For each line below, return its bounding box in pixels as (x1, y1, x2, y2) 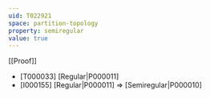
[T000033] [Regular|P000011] (19, 71, 119, 81)
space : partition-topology (8, 19, 99, 27)
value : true (8, 34, 48, 43)
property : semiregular (8, 27, 84, 35)
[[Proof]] (8, 56, 38, 66)
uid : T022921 (8, 11, 52, 20)
